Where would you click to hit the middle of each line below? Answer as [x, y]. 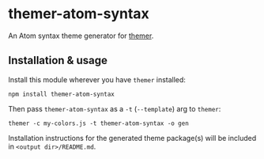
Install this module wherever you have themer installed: [97, 79]
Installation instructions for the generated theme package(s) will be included [132, 138]
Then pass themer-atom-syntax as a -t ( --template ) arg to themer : [115, 108]
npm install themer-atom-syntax [61, 94]
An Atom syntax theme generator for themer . [81, 36]
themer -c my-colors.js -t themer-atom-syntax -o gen [99, 123]
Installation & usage [58, 61]
